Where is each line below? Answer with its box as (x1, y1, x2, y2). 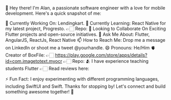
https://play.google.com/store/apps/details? (55, 52, 147, 58)
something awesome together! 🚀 (5, 89, 74, 94)
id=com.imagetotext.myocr (5, 58, 62, 64)
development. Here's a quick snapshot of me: (5, 10, 101, 16)
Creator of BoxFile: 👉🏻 (5, 52, 54, 58)
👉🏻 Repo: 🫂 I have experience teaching (63, 58, 149, 64)
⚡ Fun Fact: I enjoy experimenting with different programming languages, (5, 76, 159, 82)
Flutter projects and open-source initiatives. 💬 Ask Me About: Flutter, (5, 31, 150, 37)
